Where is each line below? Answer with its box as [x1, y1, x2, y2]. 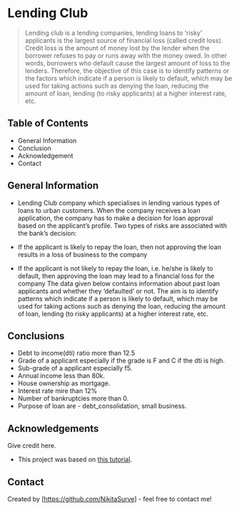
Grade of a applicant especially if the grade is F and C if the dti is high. [17, 356, 225, 365]
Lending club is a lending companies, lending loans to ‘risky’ [24, 28, 203, 37]
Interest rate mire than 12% [17, 387, 98, 395]
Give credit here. [7, 442, 56, 450]
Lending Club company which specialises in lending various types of [17, 198, 220, 207]
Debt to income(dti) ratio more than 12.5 [17, 349, 136, 358]
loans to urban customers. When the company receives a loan [17, 206, 201, 214]
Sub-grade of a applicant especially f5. [17, 364, 133, 373]
